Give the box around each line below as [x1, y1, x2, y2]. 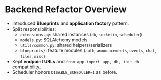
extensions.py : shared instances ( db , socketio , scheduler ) [19, 31, 142, 37]
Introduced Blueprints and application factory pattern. [12, 20, 129, 26]
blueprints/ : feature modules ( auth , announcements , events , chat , [19, 47, 157, 54]
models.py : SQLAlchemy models [19, 37, 88, 43]
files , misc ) [19, 52, 46, 59]
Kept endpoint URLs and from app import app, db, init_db [12, 58, 139, 64]
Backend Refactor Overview [5, 4, 127, 15]
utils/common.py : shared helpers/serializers [19, 42, 112, 48]
